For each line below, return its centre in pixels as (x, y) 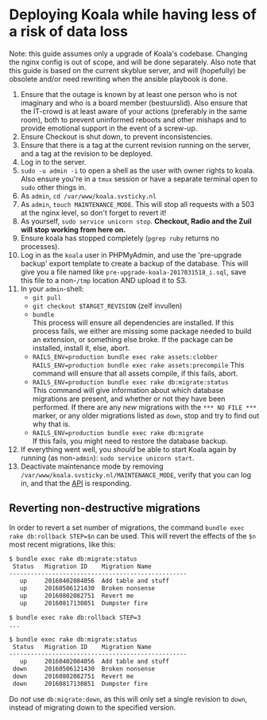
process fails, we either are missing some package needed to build (142, 331)
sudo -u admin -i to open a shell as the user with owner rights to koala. (137, 170)
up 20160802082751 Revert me (77, 596)
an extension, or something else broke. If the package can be (133, 339)
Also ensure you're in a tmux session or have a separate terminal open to (139, 179)
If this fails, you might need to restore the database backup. (130, 441)
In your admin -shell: (52, 289)
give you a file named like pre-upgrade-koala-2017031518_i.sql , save (133, 271)
